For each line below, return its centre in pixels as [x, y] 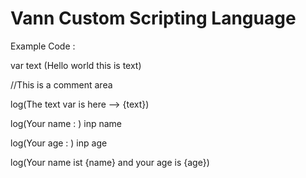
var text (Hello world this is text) [76, 65]
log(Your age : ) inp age [59, 143]
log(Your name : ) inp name [66, 123]
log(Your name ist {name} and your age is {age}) [110, 162]
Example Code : [43, 46]
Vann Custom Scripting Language [153, 18]
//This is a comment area [61, 84]
